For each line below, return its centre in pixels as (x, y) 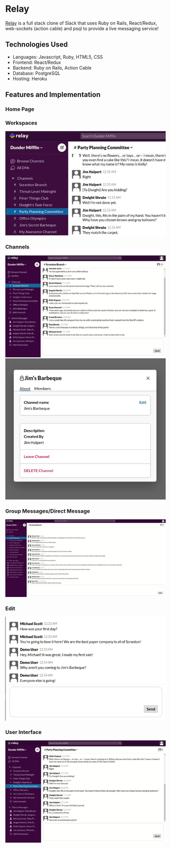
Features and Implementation (53, 95)
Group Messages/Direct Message (48, 511)
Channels (17, 247)
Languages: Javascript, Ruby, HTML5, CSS (58, 57)
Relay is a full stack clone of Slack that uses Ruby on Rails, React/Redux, (81, 23)
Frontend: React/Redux (37, 62)
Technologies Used (36, 45)
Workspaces (21, 123)
